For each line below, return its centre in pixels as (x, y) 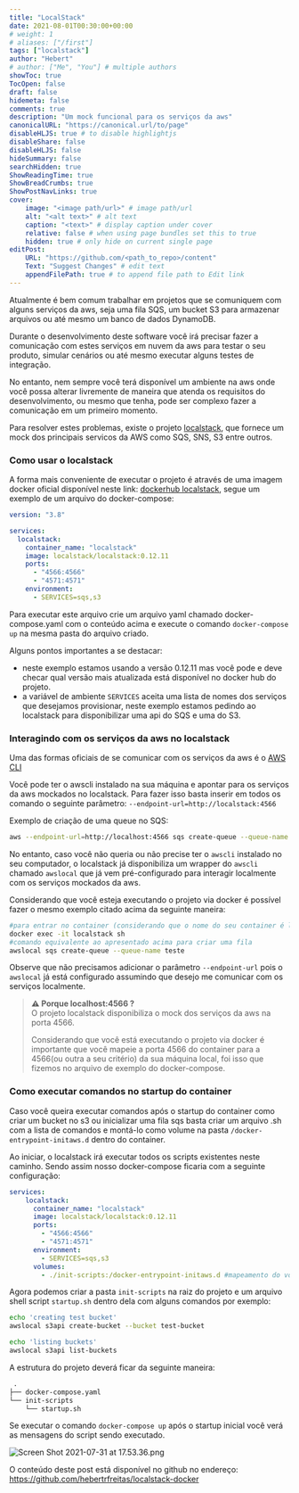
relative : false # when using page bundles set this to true (141, 233)
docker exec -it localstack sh (67, 934)
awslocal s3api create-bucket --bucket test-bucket (107, 1326)
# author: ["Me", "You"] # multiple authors (93, 68)
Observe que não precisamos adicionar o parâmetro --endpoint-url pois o (146, 968)
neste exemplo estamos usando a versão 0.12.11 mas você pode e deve (152, 668)
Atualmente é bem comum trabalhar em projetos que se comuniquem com (145, 300)
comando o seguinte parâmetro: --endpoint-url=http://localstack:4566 (143, 804)
